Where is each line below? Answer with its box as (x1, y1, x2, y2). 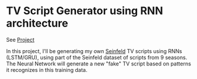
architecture (6, 17, 68, 30)
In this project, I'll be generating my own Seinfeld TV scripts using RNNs (6, 47, 182, 54)
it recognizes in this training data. (6, 66, 88, 73)
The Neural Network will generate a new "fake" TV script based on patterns (6, 60, 192, 67)
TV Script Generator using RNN (6, 4, 163, 18)
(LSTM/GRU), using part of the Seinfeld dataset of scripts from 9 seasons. (6, 54, 188, 61)
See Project (6, 36, 34, 43)
